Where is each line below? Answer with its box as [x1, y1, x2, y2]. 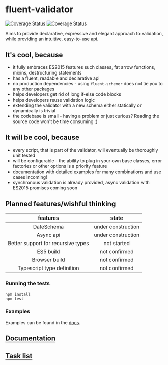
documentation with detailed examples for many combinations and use [12, 168, 161, 175]
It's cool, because [5, 51, 63, 59]
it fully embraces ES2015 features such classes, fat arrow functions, [12, 64, 155, 70]
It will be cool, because [5, 133, 80, 142]
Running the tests [5, 280, 50, 287]
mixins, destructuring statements [12, 69, 82, 76]
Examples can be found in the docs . [5, 319, 80, 325]
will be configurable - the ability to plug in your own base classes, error [12, 157, 162, 164]
